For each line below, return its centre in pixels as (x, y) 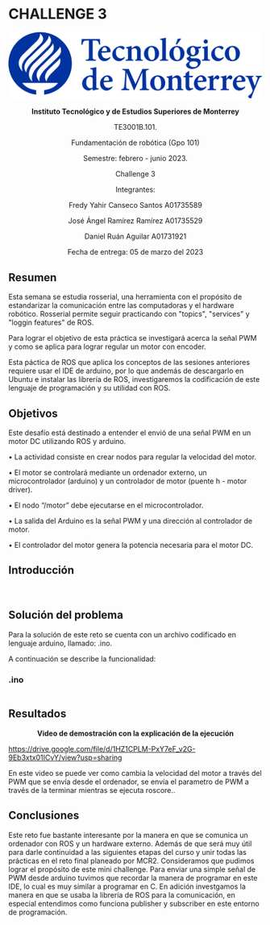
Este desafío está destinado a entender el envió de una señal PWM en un (130, 433)
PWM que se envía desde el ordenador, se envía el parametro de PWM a (129, 782)
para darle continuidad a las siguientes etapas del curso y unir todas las (128, 852)
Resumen (33, 278)
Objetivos (33, 413)
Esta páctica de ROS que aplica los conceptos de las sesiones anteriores (129, 363)
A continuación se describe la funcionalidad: (82, 658)
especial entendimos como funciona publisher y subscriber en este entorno (134, 903)
